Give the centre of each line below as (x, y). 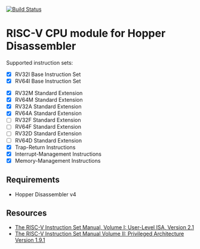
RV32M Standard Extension (49, 93)
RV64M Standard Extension (49, 100)
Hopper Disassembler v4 (45, 194)
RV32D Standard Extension (48, 133)
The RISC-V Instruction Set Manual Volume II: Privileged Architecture (99, 234)
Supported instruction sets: (40, 62)
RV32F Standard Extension (48, 120)
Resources (27, 213)
